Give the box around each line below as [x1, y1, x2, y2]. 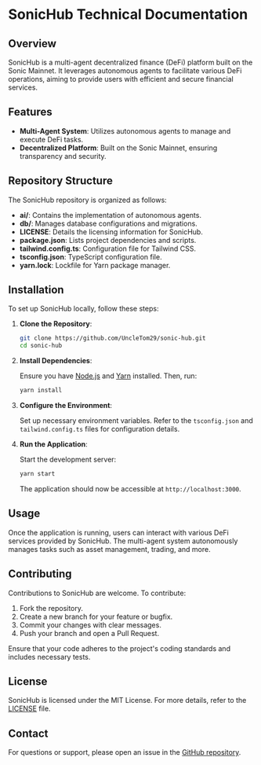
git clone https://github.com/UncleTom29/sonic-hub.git [19, 334, 206, 343]
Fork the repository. [19, 603, 84, 612]
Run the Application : [19, 440, 88, 449]
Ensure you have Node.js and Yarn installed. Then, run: [19, 371, 198, 381]
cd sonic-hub [19, 342, 63, 350]
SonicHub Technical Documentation [8, 6, 248, 24]
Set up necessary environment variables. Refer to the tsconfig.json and [19, 416, 253, 425]
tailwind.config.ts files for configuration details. [19, 425, 180, 434]
